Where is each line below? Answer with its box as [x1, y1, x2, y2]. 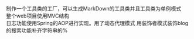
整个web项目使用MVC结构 [6, 12, 69, 19]
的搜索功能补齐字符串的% [6, 27, 68, 34]
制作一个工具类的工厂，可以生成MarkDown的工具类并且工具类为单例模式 [6, 5, 182, 12]
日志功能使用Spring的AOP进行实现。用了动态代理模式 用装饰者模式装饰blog [6, 20, 189, 26]
